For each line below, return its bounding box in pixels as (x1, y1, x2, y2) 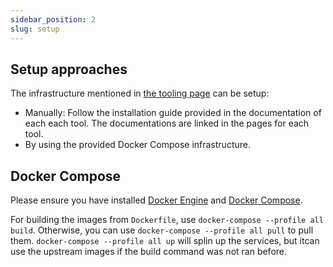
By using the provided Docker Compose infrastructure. (24, 139, 251, 151)
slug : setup (10, 24, 60, 34)
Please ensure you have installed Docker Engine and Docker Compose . (10, 194, 303, 206)
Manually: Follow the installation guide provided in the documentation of (24, 107, 322, 119)
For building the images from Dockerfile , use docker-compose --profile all (10, 214, 324, 226)
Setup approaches (10, 61, 128, 78)
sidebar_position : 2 (10, 14, 97, 25)
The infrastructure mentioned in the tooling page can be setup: (10, 87, 270, 100)
